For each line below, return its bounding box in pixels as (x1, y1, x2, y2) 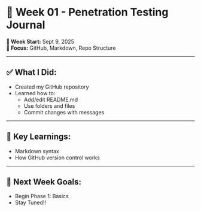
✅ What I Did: (6, 67, 57, 77)
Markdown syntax (14, 147, 60, 155)
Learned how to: (14, 89, 56, 96)
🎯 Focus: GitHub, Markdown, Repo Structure (6, 44, 116, 52)
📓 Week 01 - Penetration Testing (6, 5, 169, 19)
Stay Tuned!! (14, 199, 47, 206)
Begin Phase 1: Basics (14, 193, 69, 200)
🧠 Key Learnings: (6, 132, 71, 142)
